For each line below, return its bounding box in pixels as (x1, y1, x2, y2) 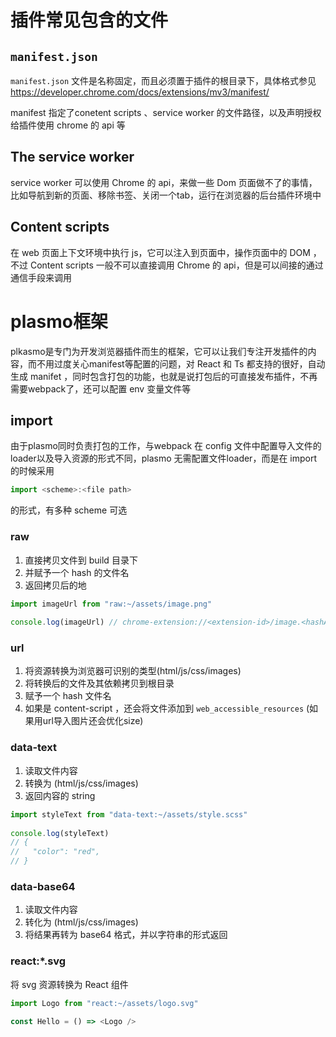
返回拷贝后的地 (24, 579, 87, 591)
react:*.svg (10, 954, 67, 968)
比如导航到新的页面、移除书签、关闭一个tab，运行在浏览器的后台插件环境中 (10, 189, 322, 201)
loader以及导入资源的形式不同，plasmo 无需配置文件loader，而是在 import (10, 452, 318, 465)
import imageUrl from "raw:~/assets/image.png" (10, 599, 213, 609)
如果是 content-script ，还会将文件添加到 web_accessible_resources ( (24, 702, 310, 715)
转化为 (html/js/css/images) (24, 916, 139, 928)
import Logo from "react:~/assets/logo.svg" (10, 998, 199, 1008)
